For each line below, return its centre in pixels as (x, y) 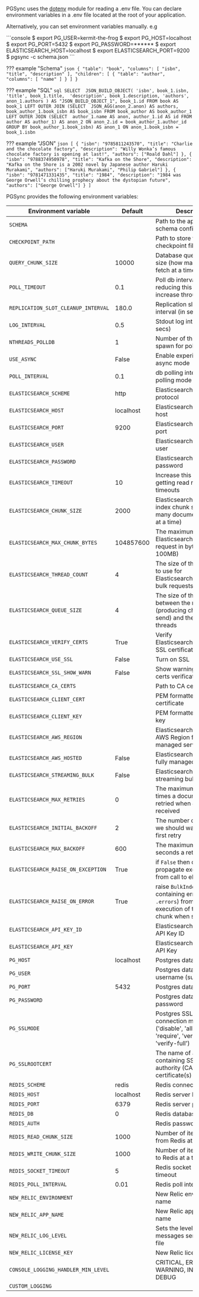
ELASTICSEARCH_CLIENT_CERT (47, 700)
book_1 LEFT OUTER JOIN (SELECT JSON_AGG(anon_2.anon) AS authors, (92, 106)
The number (172, 821)
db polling (169, 373)
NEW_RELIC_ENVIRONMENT (41, 1197)
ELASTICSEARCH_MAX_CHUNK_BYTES (53, 543)
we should (170, 828)
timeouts (168, 490)
